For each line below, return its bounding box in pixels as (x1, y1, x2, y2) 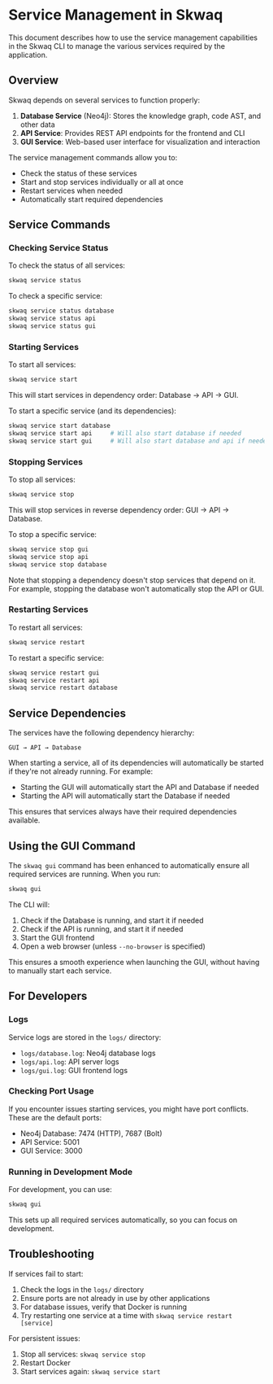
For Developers (8, 989, 88, 1003)
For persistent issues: (8, 1333, 80, 1343)
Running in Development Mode (8, 1166, 132, 1177)
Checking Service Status (8, 242, 109, 254)
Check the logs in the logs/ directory (19, 1284, 145, 1294)
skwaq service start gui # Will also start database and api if (8, 437, 245, 445)
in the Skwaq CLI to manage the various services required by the (8, 41, 226, 50)
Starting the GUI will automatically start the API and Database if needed (19, 783, 260, 792)
